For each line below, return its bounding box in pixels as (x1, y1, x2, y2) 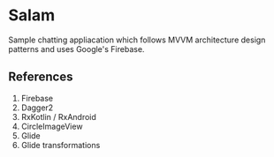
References (8, 70, 73, 85)
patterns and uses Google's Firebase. (8, 43, 145, 54)
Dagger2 (20, 102, 54, 113)
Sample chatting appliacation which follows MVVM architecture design (8, 34, 266, 45)
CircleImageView (20, 121, 83, 131)
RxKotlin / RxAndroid (20, 111, 96, 122)
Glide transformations (20, 139, 101, 150)
